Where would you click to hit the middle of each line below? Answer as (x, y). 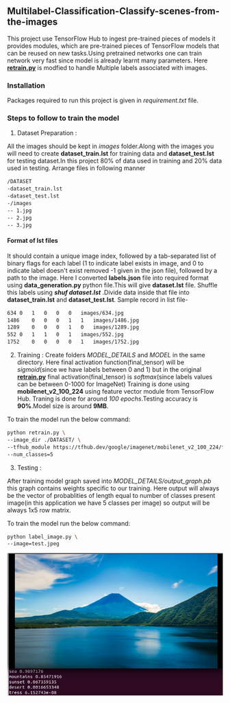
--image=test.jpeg (33, 544)
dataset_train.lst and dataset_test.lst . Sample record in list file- (98, 299)
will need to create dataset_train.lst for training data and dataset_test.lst (111, 154)
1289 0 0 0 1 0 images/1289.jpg (73, 327)
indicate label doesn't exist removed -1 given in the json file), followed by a (112, 270)
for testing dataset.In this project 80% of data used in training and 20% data (115, 161)
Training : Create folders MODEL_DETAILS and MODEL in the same (111, 355)
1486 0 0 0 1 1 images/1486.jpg (73, 320)
